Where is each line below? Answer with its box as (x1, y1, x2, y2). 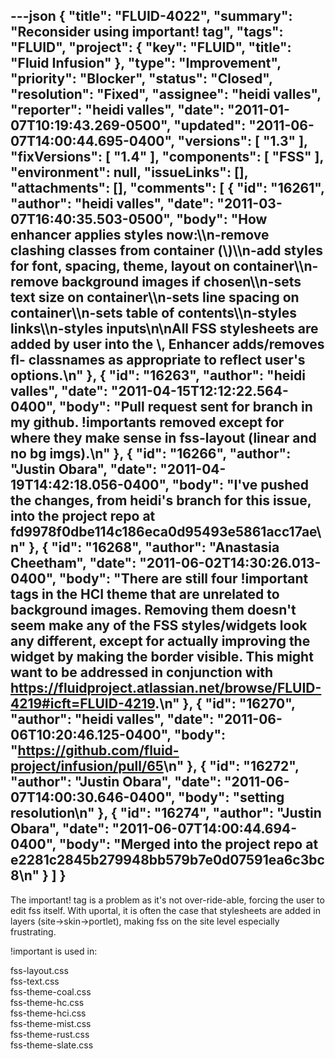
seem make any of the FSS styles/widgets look (10, 617, 308, 634)
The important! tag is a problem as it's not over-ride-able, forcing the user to (10, 894, 325, 906)
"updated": (173, 117, 247, 134)
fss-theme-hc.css (10, 996, 85, 1008)
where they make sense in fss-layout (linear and (10, 430, 317, 447)
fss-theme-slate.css (10, 1039, 94, 1051)
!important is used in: (10, 945, 98, 957)
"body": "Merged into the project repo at (58, 836, 319, 853)
